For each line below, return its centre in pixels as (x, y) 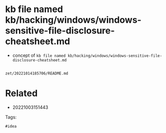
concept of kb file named (39, 55)
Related (21, 93)
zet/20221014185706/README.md (37, 73)
